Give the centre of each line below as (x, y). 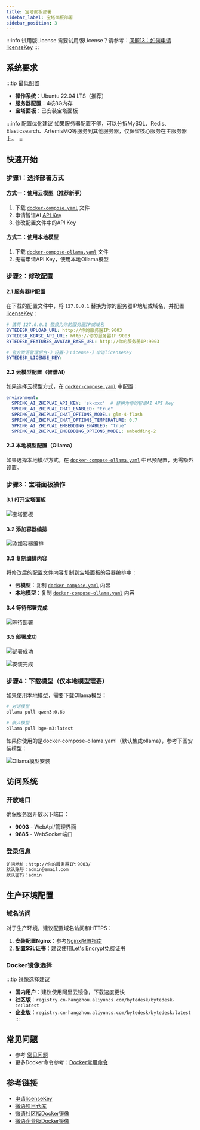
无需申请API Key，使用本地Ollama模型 (62, 259)
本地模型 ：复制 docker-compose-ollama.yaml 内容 (75, 593)
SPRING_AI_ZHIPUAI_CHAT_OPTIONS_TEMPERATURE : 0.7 (74, 420)
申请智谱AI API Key (38, 215)
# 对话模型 (18, 706)
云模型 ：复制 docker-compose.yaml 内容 (63, 585)
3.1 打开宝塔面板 (26, 499)
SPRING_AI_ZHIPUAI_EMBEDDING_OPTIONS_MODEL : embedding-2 (84, 431)
